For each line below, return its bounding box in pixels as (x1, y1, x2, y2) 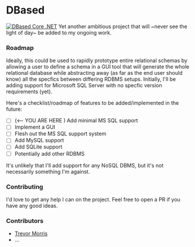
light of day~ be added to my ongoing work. (6, 29, 112, 36)
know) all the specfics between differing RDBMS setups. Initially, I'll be (6, 76, 176, 83)
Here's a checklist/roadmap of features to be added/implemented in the (6, 100, 179, 107)
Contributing (6, 183, 43, 191)
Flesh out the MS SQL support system (14, 130, 107, 138)
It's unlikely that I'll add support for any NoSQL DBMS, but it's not (6, 162, 164, 169)
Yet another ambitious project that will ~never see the (58, 23, 187, 30)
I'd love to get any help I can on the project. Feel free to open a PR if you (6, 195, 180, 203)
